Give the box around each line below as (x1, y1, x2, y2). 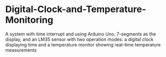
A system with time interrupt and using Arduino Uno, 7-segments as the (5, 31, 156, 37)
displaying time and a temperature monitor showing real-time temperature (5, 41, 161, 47)
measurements (5, 47, 37, 53)
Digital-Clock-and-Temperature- (5, 4, 147, 15)
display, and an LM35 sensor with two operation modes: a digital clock (5, 36, 154, 42)
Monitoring (5, 14, 54, 26)
